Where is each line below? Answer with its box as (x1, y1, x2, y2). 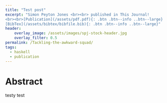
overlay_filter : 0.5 (14, 36, 57, 41)
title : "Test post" (5, 7, 46, 13)
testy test (5, 92, 25, 98)
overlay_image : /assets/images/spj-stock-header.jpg (14, 31, 127, 36)
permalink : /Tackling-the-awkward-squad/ (5, 40, 94, 45)
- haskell (10, 49, 30, 54)
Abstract (5, 76, 43, 87)
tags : (5, 45, 17, 50)
